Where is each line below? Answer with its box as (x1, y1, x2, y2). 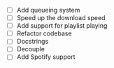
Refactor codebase (16, 29, 72, 37)
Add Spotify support (16, 53, 76, 61)
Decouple (16, 45, 45, 53)
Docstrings (16, 37, 49, 46)
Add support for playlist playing (16, 22, 108, 30)
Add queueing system (16, 6, 80, 14)
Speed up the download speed (16, 14, 106, 22)
